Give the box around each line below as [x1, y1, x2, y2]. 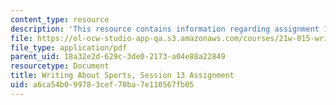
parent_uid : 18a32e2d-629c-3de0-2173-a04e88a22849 [10, 52, 226, 62]
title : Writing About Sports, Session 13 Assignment [10, 71, 235, 81]
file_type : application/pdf [10, 42, 128, 53]
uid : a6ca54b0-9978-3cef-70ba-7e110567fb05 [10, 80, 195, 90]
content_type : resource [10, 14, 110, 25]
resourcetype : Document [10, 61, 110, 71]
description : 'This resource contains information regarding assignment [10, 24, 320, 34]
